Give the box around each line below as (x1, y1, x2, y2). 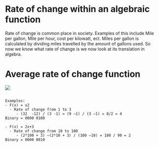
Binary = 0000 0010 (5, 137, 45, 142)
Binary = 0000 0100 (5, 115, 45, 120)
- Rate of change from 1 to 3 (9, 107, 71, 112)
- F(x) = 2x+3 (5, 124, 34, 129)
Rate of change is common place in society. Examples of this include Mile (5, 30, 154, 36)
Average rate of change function (5, 69, 141, 80)
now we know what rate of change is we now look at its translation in (5, 46, 145, 52)
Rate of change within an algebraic (5, 3, 150, 15)
